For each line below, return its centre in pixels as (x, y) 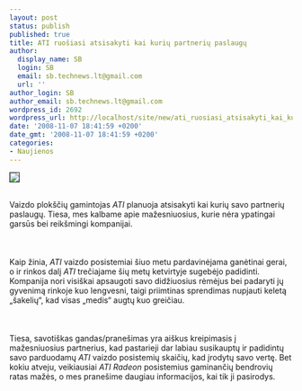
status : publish (40, 26)
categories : (31, 143)
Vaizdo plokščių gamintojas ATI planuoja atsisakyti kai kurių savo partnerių (147, 204)
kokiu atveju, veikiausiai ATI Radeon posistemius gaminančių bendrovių (141, 367)
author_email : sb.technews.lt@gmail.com (86, 101)
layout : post (34, 18)
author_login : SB (42, 93)
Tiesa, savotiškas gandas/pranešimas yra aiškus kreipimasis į (123, 338)
